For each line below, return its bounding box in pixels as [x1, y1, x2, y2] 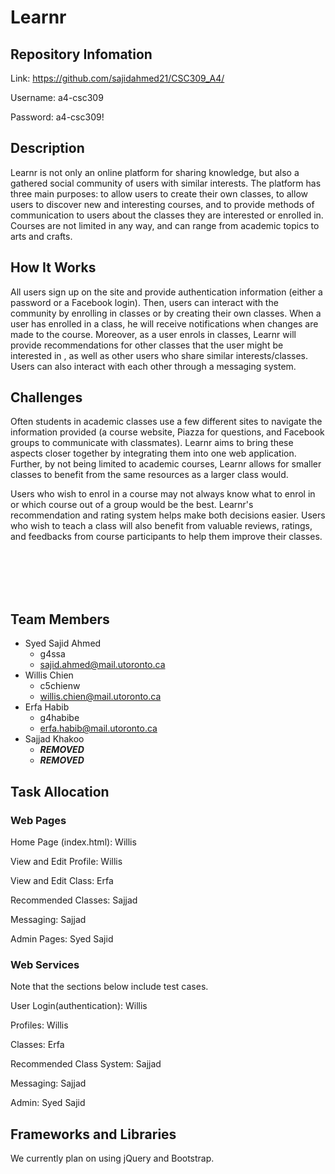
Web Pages [10, 813, 67, 827]
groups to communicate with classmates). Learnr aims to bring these [10, 437, 294, 449]
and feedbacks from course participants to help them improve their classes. [10, 531, 323, 543]
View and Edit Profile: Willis [10, 855, 123, 867]
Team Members [10, 611, 110, 628]
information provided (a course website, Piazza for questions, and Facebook [10, 426, 325, 438]
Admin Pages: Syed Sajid [10, 932, 114, 945]
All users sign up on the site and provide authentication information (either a [10, 286, 323, 298]
